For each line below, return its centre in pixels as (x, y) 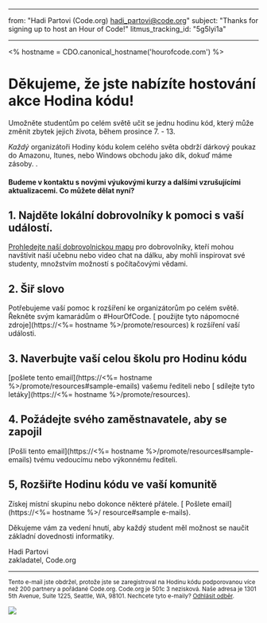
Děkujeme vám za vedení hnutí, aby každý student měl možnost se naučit (129, 528)
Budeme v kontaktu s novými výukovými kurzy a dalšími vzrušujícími (124, 182)
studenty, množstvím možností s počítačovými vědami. (98, 264)
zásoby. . (23, 163)
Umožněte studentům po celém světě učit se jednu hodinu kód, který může (131, 123)
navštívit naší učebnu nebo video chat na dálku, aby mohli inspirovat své (127, 255)
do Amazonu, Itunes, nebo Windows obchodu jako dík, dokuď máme (120, 155)
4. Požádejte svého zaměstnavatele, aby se (118, 420)
